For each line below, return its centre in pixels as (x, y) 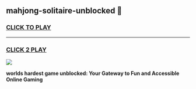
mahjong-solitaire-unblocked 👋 (64, 11)
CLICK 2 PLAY (26, 49)
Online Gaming (24, 79)
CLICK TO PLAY (29, 28)
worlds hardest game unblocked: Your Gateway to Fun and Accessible (93, 73)
